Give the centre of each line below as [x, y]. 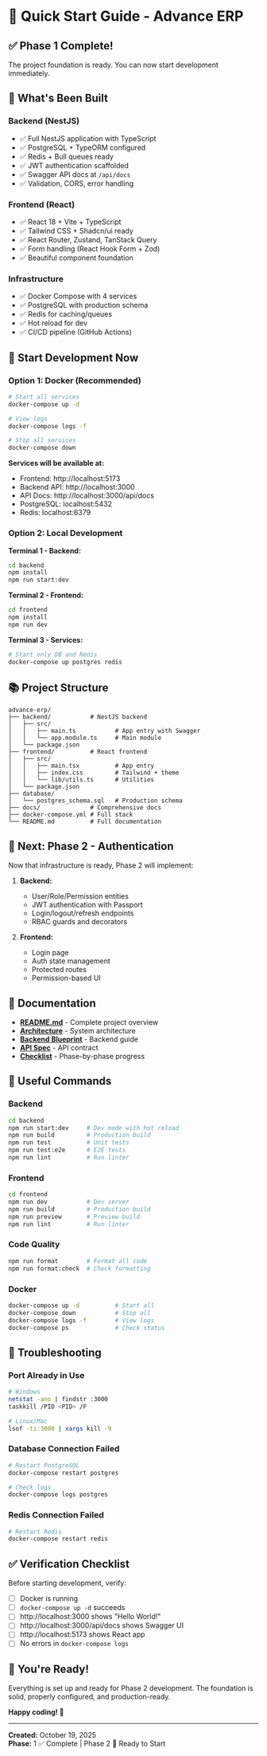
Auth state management [71, 961]
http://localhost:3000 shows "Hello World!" [90, 1616]
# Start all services [44, 397]
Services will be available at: [56, 463]
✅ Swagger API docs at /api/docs [75, 174]
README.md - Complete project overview [89, 1022]
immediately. [29, 73]
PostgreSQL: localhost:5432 [66, 504]
